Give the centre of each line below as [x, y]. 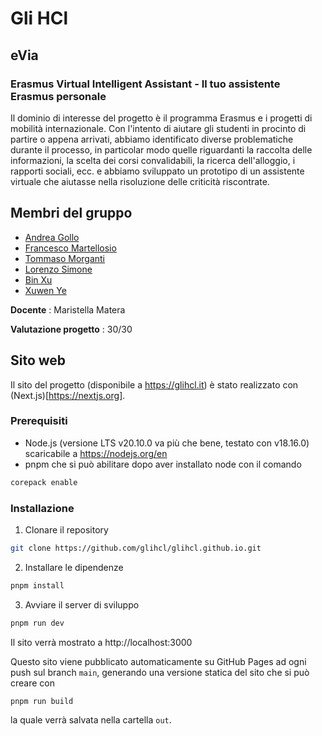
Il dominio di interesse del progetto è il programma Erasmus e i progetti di [161, 118]
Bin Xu [38, 279]
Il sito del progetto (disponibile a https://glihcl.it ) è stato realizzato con [154, 384]
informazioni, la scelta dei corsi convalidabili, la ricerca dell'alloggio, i [153, 160]
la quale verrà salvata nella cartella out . [91, 720]
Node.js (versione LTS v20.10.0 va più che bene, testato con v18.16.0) [167, 443]
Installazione [42, 508]
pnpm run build [42, 701]
